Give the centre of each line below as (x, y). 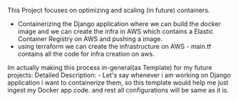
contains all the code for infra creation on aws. (86, 54)
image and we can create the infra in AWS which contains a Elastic (115, 31)
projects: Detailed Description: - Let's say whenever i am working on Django (119, 75)
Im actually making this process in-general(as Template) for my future (110, 67)
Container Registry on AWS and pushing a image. (90, 39)
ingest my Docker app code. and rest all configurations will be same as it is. (118, 90)
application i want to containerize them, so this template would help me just (118, 83)
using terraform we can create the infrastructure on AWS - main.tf (114, 46)
